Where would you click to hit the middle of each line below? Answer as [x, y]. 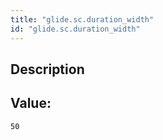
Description [47, 69]
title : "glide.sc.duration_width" [82, 19]
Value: [31, 103]
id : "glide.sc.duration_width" [75, 29]
